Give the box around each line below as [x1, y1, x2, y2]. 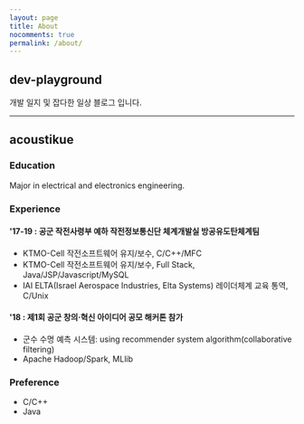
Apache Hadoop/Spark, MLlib [22, 353, 134, 364]
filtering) [22, 344, 55, 355]
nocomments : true [9, 30, 75, 39]
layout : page [9, 13, 59, 23]
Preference [9, 376, 61, 389]
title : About [9, 22, 59, 31]
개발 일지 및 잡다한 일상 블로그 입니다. [9, 97, 142, 108]
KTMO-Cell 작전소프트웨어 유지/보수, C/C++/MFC [22, 248, 202, 259]
